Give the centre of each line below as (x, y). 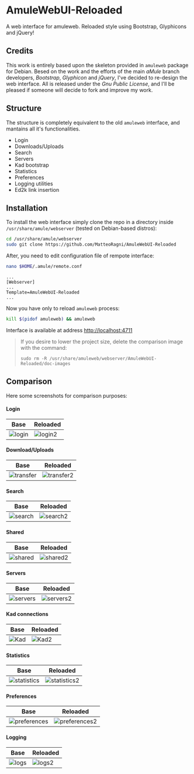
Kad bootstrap (32, 165)
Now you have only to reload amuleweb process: (63, 308)
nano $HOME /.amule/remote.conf (44, 267)
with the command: (44, 348)
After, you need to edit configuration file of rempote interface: (80, 256)
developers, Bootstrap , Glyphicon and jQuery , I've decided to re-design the (97, 77)
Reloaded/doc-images (45, 363)
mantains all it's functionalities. (43, 129)
